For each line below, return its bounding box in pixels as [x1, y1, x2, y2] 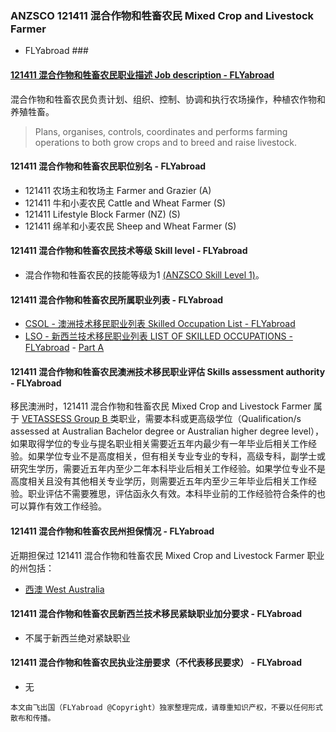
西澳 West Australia [24, 583, 105, 595]
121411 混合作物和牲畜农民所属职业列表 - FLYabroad [10, 293, 224, 306]
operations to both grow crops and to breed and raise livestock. [34, 136, 298, 148]
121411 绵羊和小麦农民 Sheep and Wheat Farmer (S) [24, 220, 237, 232]
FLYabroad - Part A [24, 342, 105, 354]
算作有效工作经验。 [27, 500, 107, 512]
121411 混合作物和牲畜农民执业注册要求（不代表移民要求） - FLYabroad [10, 657, 303, 669]
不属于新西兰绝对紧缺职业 [24, 632, 131, 644]
